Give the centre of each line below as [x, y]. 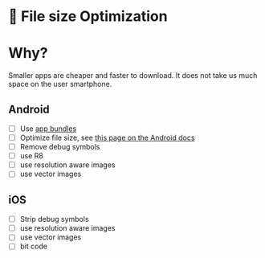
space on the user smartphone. [60, 84]
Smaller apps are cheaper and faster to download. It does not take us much [133, 76]
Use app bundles [48, 129]
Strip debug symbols [55, 219]
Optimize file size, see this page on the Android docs [107, 137]
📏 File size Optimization [88, 16]
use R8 [32, 156]
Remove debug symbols [60, 147]
